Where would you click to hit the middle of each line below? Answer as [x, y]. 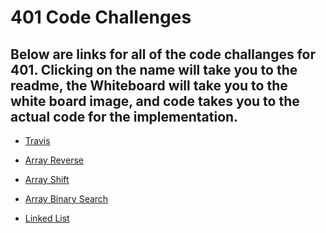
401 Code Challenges [101, 17]
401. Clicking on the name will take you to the [154, 69]
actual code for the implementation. [124, 116]
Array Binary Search [66, 199]
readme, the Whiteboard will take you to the [149, 85]
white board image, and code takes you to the [155, 101]
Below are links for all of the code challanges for [163, 54]
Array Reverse [54, 160]
